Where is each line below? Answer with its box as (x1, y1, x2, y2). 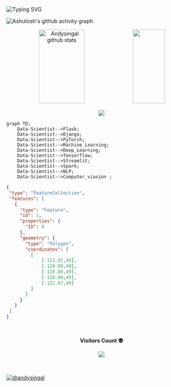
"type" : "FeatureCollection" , (8, 190, 85, 196)
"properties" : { (19, 218, 61, 224)
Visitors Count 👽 (80, 337, 123, 344)
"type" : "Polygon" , (25, 240, 74, 246)
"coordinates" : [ (25, 246, 69, 253)
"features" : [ (8, 196, 45, 202)
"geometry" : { (19, 235, 56, 241)
